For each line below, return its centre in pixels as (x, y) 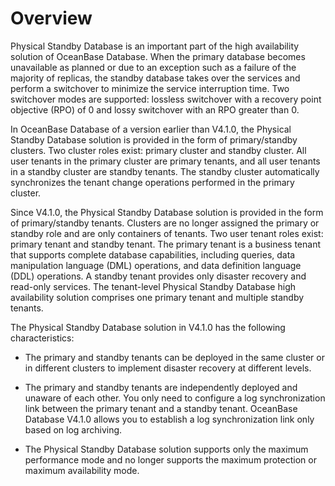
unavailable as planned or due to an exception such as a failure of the (153, 67)
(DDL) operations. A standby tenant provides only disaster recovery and (158, 276)
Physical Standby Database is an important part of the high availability (155, 46)
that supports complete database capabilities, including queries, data (153, 254)
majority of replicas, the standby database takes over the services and (155, 78)
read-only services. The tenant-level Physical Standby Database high (153, 286)
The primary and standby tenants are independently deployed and (161, 387)
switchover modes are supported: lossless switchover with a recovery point (166, 99)
